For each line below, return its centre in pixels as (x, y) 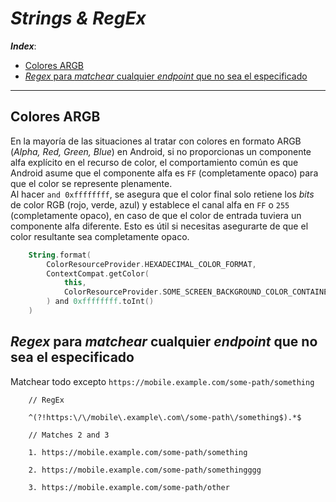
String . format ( (60, 255)
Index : (23, 46)
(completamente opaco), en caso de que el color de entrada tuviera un (156, 215)
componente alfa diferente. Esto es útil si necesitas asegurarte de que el (159, 226)
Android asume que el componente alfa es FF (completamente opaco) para (164, 173)
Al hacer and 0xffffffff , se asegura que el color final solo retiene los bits (162, 194)
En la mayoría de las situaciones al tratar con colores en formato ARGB (156, 141)
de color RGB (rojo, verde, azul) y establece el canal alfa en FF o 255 (150, 204)
